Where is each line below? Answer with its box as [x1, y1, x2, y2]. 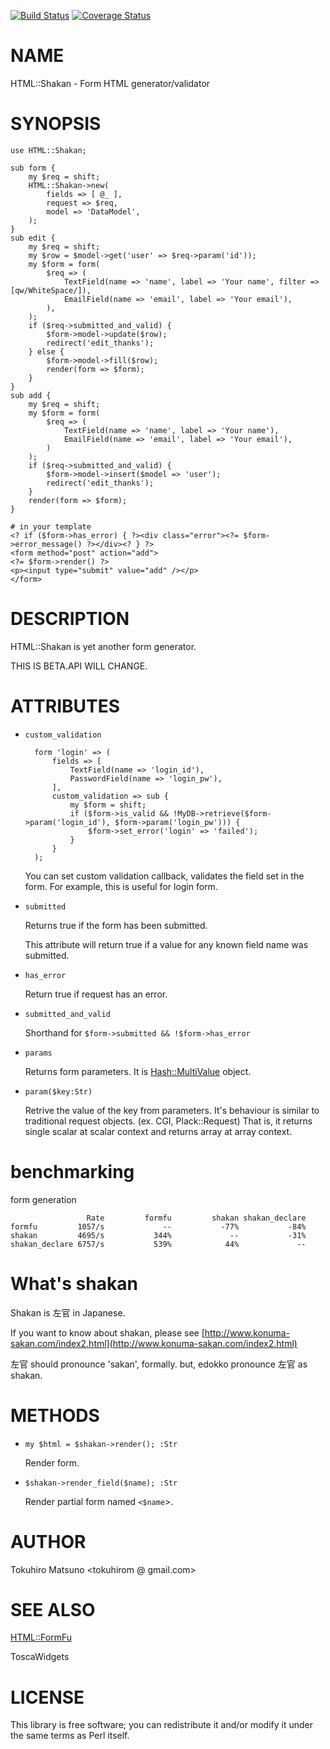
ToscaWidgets [10, 1651, 70, 1663]
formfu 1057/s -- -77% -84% [10, 1221, 307, 1232]
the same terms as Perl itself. [10, 1730, 130, 1742]
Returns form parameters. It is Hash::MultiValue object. [24, 1065, 252, 1077]
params [24, 1048, 53, 1058]
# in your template [10, 521, 92, 532]
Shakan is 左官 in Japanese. [10, 1306, 126, 1319]
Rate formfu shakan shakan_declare [86, 1213, 307, 1223]
